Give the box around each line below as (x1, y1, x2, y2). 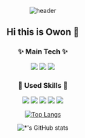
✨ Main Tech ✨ (18, 47, 68, 56)
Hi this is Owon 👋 (6, 26, 80, 38)
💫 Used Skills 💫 (18, 80, 68, 90)
